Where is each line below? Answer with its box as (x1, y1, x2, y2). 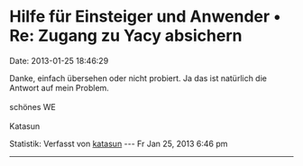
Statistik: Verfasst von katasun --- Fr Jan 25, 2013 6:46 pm (9, 138, 228, 149)
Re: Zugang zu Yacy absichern (9, 25, 243, 46)
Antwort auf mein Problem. (9, 82, 110, 93)
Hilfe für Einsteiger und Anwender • (9, 6, 281, 27)
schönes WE (9, 101, 57, 112)
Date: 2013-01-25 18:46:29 (9, 55, 109, 66)
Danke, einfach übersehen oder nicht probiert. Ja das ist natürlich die (9, 72, 268, 83)
